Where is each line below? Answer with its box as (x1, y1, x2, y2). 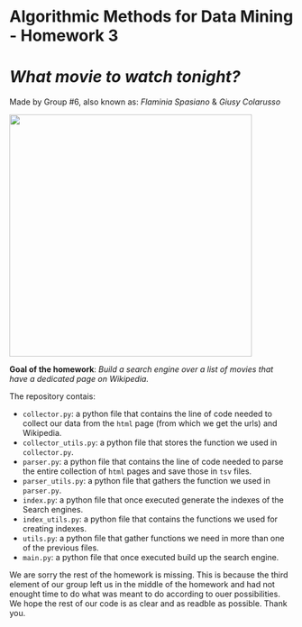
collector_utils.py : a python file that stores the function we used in (22, 437, 278, 448)
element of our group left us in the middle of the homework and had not (9, 579, 275, 590)
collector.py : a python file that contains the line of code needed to (22, 408, 273, 420)
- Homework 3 (9, 25, 119, 46)
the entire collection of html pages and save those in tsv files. (22, 466, 252, 477)
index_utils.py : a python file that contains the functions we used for (22, 513, 278, 524)
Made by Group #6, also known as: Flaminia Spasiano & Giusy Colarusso (9, 96, 281, 107)
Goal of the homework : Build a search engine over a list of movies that (9, 364, 274, 375)
